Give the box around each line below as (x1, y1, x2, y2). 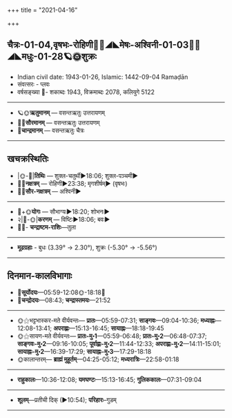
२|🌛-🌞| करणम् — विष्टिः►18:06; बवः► (17, 215, 110, 223)
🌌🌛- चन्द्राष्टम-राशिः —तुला (17, 222, 77, 231)
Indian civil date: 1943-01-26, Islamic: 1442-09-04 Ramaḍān (17, 73, 188, 81)
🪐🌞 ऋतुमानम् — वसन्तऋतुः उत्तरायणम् (17, 108, 106, 117)
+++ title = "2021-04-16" (7, 6, 78, 14)
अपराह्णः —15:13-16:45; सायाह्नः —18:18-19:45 (53, 324, 164, 332)
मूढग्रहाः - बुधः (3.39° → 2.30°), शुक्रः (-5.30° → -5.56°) (17, 243, 157, 251)
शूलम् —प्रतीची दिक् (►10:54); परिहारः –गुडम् (17, 396, 117, 404)
